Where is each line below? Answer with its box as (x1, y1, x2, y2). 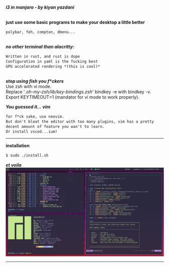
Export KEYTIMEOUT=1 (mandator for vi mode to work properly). (6, 94, 140, 100)
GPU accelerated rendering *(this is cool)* (6, 64, 100, 69)
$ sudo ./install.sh (6, 153, 49, 158)
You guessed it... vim (6, 104, 51, 110)
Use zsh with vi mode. (6, 84, 52, 89)
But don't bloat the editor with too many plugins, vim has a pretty (6, 119, 154, 124)
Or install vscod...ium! (6, 129, 58, 134)
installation (6, 143, 30, 148)
